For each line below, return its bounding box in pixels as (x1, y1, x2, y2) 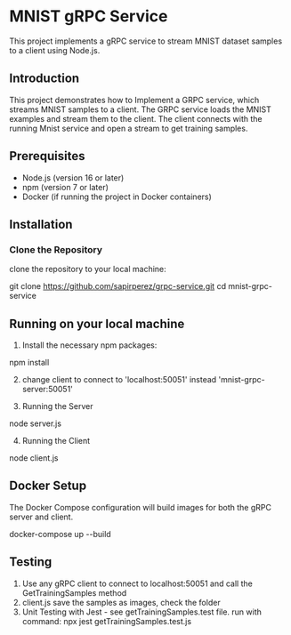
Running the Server (21, 401, 93, 412)
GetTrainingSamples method (21, 587, 127, 598)
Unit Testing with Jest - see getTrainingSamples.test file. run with (21, 607, 263, 617)
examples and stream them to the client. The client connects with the (9, 113, 263, 124)
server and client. (9, 511, 74, 522)
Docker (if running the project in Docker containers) (21, 191, 212, 202)
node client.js (9, 453, 59, 463)
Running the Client (21, 436, 91, 446)
